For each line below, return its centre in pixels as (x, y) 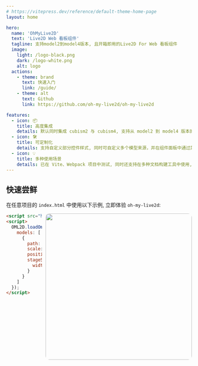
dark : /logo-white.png (44, 60)
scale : (35, 249)
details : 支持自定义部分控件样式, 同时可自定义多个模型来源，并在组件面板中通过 (103, 148)
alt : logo (29, 66)
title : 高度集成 (35, 126)
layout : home (22, 17)
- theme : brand (35, 77)
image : (19, 50)
